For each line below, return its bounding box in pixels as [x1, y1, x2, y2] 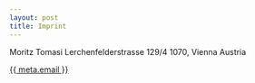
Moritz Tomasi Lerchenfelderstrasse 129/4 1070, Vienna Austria [9, 46, 247, 57]
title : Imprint [9, 22, 67, 31]
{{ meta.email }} [9, 64, 69, 75]
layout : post [9, 13, 59, 23]
